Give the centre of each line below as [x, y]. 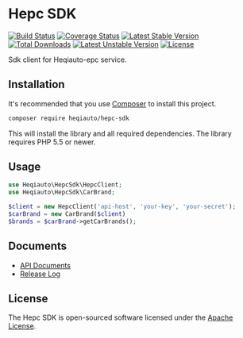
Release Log [40, 274]
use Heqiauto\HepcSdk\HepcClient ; [66, 185]
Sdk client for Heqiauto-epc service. [67, 60]
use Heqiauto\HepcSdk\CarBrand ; [62, 192]
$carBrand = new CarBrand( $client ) [67, 214]
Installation [37, 84]
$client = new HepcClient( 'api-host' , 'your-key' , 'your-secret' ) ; [122, 207]
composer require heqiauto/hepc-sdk [69, 118]
